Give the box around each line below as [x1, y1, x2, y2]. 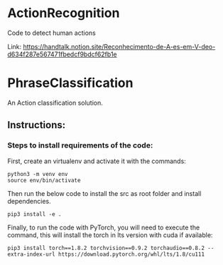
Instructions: [7, 119, 66, 131]
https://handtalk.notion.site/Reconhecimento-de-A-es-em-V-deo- [23, 42, 216, 51]
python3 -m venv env [7, 170, 69, 177]
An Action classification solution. [7, 98, 103, 107]
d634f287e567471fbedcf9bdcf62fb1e [7, 50, 117, 58]
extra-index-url [7, 251, 55, 258]
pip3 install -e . [7, 210, 62, 218]
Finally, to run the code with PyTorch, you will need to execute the [7, 223, 200, 232]
